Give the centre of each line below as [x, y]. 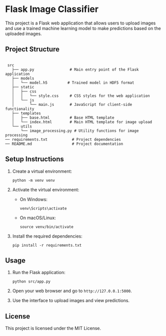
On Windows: [34, 199]
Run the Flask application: [39, 273]
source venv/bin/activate [46, 227]
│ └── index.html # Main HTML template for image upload [82, 122]
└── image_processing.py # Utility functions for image [80, 131]
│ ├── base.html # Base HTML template [63, 118]
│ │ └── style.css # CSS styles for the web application [81, 96]
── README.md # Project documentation [64, 144]
